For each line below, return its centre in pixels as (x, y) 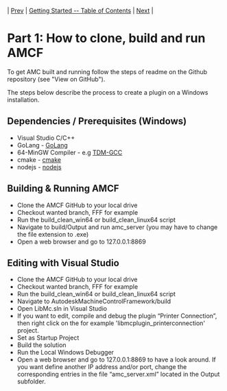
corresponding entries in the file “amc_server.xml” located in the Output (118, 375)
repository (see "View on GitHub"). (56, 79)
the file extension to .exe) (53, 234)
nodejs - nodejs (39, 167)
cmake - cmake (39, 159)
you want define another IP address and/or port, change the (102, 367)
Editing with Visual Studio (63, 263)
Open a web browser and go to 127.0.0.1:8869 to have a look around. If (116, 359)
